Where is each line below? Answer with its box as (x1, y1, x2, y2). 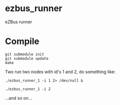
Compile (5, 36, 40, 47)
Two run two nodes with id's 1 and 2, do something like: (5, 69, 116, 75)
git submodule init (5, 52, 45, 57)
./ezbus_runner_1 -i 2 (5, 87, 51, 91)
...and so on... (5, 95, 32, 101)
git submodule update (5, 56, 49, 61)
